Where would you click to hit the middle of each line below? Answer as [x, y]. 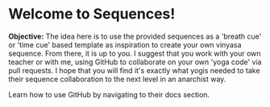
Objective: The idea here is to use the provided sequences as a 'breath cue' [135, 36]
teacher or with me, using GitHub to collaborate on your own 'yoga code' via [135, 62]
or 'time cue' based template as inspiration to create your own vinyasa [125, 44]
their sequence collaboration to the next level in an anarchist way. [117, 79]
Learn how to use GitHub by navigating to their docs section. [109, 94]
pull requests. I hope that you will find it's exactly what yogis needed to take [134, 70]
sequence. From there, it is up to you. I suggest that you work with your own [135, 53]
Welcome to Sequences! [92, 14]
